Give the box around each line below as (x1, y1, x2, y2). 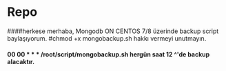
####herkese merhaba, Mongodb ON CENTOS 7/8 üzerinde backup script (7, 27, 219, 35)
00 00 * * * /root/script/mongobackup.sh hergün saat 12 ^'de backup (7, 50, 210, 59)
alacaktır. (7, 57, 35, 65)
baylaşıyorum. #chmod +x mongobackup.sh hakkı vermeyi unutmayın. (7, 34, 207, 42)
